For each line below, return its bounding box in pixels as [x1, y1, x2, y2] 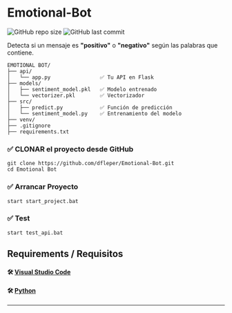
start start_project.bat [7, 198, 79, 205]
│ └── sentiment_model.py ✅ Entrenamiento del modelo [7, 110, 182, 117]
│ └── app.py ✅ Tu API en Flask [7, 74, 154, 81]
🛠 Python [7, 287, 36, 295]
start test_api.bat [7, 229, 64, 236]
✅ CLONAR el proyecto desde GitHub [7, 144, 134, 153]
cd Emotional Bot [7, 166, 57, 173]
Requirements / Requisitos [7, 248, 124, 260]
